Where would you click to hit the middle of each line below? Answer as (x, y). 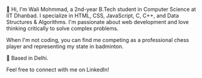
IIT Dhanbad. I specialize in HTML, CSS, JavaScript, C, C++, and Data (93, 16)
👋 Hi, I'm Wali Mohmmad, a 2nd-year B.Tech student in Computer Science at (101, 9)
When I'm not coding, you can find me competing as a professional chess (98, 40)
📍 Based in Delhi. (27, 58)
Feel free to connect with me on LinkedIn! (58, 70)
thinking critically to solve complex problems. (62, 28)
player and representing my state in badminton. (65, 46)
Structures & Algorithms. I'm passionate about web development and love (97, 22)
